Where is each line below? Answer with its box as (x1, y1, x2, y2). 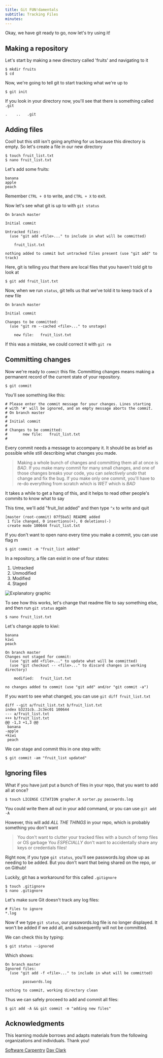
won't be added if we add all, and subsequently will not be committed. (5, 924, 148, 931)
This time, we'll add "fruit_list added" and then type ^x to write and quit (5, 505, 149, 511)
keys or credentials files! (17, 845, 67, 851)
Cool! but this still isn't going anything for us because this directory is (5, 139, 146, 144)
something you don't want (5, 824, 58, 830)
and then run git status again (5, 605, 67, 611)
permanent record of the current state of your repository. (5, 374, 121, 380)
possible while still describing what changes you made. (5, 450, 117, 456)
